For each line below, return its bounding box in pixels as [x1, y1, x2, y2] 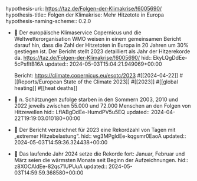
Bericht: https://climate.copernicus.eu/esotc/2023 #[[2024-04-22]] [14, 72, 179, 79]
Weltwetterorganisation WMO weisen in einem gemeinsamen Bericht [14, 35, 181, 42]
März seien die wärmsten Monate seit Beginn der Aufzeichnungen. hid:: [14, 157, 189, 163]
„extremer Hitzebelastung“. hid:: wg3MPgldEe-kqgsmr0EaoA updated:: [14, 132, 186, 140]
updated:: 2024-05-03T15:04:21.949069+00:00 [44, 60, 162, 67]
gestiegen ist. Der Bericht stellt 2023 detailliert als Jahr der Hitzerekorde [14, 48, 191, 55]
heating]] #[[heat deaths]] [14, 85, 78, 91]
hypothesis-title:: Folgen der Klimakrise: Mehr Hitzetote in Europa [5, 11, 165, 18]
